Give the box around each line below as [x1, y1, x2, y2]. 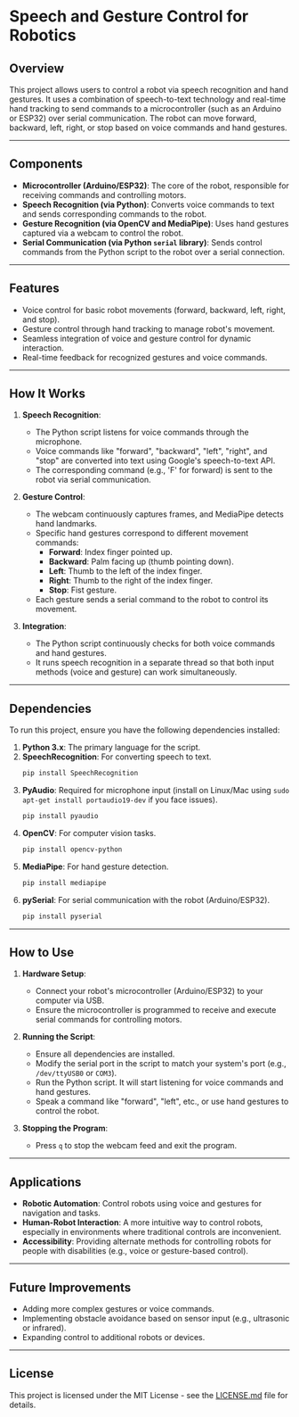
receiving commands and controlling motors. [21, 189, 187, 200]
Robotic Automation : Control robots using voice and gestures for [21, 1198, 263, 1209]
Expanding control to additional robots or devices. [21, 1332, 206, 1343]
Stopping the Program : [21, 1123, 109, 1134]
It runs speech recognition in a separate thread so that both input [35, 658, 274, 668]
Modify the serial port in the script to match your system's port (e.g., [35, 1058, 287, 1069]
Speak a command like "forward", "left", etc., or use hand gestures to [35, 1096, 289, 1107]
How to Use [9, 945, 75, 960]
